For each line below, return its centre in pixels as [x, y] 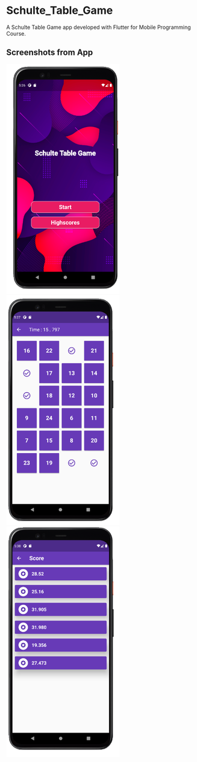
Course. [16, 33]
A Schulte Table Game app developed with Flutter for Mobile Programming [98, 27]
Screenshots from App [50, 53]
